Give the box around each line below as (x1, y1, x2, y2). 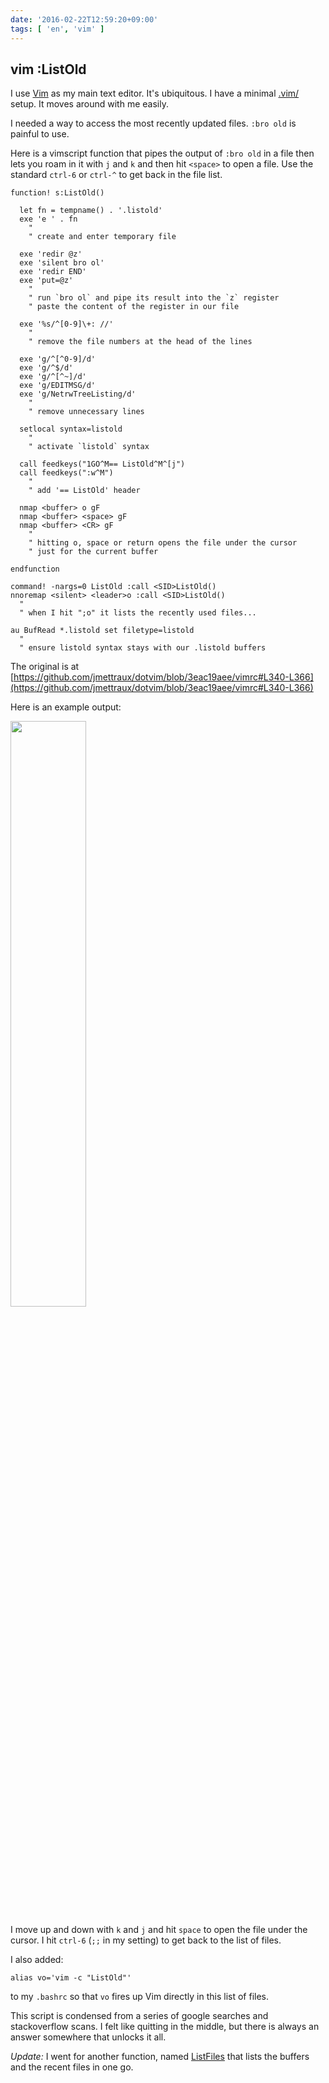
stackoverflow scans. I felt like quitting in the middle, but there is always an (10, 2021, 320, 2033)
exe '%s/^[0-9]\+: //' (19, 319, 114, 330)
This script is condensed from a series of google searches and (10, 2010, 269, 2022)
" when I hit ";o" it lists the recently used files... (19, 608, 257, 618)
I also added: (10, 1954, 64, 1966)
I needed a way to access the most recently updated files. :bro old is (10, 117, 297, 130)
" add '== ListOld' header (28, 486, 141, 496)
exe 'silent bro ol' (19, 258, 105, 268)
